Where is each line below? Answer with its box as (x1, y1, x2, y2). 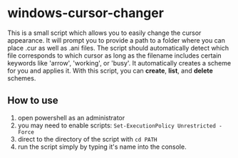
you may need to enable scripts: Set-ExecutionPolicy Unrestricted (17, 121, 216, 130)
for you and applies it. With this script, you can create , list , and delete (7, 66, 214, 75)
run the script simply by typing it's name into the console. (17, 142, 187, 151)
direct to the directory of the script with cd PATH (17, 135, 158, 143)
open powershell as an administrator (17, 113, 125, 122)
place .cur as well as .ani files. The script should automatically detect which (7, 43, 229, 52)
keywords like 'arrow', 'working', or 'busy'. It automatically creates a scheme (7, 58, 232, 67)
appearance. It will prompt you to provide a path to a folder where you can (7, 36, 226, 44)
